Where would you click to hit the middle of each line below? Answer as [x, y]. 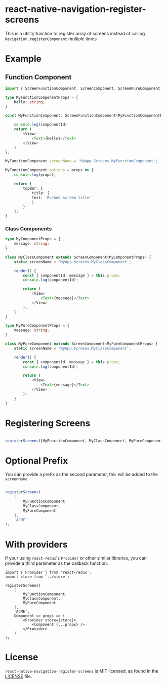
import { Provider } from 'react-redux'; [48, 573]
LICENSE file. [19, 677]
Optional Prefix [37, 461]
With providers [36, 544]
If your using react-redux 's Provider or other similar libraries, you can [76, 558]
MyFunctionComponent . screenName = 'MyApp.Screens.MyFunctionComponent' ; [82, 161]
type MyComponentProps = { [33, 239]
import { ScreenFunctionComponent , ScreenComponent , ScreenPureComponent [83, 88]
